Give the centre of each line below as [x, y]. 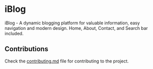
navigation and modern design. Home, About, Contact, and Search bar [76, 28]
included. [14, 33]
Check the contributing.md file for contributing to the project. [67, 61]
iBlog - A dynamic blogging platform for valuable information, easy [72, 23]
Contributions [26, 49]
